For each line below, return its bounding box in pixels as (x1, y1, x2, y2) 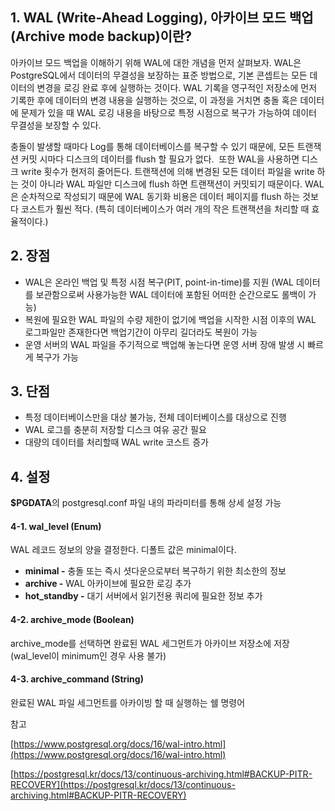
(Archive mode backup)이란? (10, 28, 193, 45)
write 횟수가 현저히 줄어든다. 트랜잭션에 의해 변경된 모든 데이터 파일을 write (20, 165, 315, 177)
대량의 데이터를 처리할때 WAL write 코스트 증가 (24, 436, 209, 448)
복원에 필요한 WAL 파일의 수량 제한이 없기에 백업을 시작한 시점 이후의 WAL (24, 313, 317, 325)
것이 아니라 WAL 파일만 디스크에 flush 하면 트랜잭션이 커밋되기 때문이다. (20, 178, 303, 190)
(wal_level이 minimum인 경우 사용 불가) (10, 649, 167, 662)
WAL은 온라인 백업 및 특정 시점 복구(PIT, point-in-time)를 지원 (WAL (24, 276, 294, 288)
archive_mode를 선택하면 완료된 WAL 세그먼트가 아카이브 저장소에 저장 (10, 637, 290, 649)
